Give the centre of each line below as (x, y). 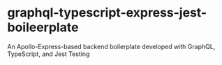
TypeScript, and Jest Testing (49, 54)
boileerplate (43, 27)
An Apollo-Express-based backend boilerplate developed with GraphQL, (111, 46)
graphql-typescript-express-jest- (107, 13)
